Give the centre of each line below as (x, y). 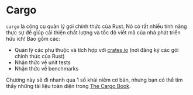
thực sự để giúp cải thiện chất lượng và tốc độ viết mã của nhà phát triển (93, 32)
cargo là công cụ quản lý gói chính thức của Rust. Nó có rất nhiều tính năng (96, 26)
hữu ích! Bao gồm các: (33, 38)
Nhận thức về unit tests (43, 62)
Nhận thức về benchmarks (46, 68)
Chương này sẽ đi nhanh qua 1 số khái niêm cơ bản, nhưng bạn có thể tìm (94, 80)
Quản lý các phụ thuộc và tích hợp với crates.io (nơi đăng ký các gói (96, 50)
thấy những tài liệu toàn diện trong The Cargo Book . (68, 86)
